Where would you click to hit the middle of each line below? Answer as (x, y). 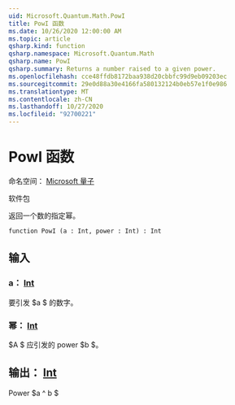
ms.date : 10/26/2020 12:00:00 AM (65, 31)
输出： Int (33, 373)
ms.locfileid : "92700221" (52, 115)
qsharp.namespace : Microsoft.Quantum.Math (81, 54)
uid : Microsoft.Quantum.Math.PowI (67, 16)
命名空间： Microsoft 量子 (52, 181)
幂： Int (23, 325)
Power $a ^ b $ (34, 393)
